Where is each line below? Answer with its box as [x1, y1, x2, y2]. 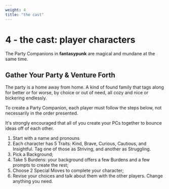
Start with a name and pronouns [12, 135, 80, 141]
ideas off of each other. [5, 125, 54, 132]
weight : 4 [5, 7, 26, 13]
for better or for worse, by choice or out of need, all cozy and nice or [5, 90, 148, 96]
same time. [5, 56, 29, 62]
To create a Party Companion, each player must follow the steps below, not [5, 105, 162, 111]
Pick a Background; [12, 152, 54, 158]
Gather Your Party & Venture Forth [5, 70, 115, 79]
